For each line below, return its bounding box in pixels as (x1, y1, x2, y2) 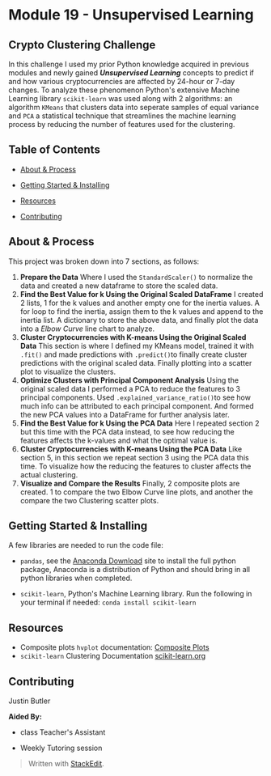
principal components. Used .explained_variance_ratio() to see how (19, 392, 251, 402)
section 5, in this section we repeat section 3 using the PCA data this (19, 452, 249, 462)
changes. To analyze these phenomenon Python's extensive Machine (8, 85, 240, 95)
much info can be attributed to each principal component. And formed (19, 401, 255, 410)
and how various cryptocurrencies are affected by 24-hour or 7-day (8, 77, 235, 86)
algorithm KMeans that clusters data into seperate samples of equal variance (8, 103, 260, 112)
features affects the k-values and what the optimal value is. (19, 435, 218, 445)
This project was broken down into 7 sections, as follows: (8, 257, 200, 266)
